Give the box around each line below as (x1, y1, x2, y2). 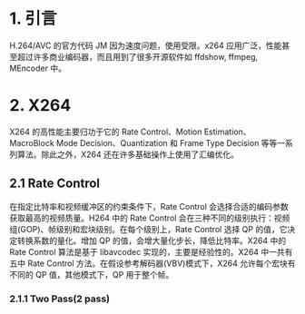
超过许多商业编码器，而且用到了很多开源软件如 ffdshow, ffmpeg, (16, 51, 259, 62)
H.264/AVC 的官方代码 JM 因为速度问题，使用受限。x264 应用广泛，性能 (9, 40, 282, 51)
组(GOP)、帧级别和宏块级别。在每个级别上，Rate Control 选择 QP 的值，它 (9, 223, 288, 234)
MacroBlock (9, 137, 54, 148)
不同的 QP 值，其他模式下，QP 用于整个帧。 (9, 269, 174, 280)
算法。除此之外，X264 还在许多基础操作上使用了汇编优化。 (16, 149, 239, 160)
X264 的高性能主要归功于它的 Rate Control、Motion (9, 126, 202, 137)
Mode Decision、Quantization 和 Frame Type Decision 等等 (55, 137, 278, 148)
